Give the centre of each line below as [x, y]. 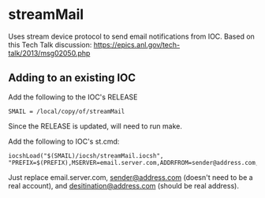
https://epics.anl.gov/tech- [136, 44]
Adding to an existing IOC [72, 78]
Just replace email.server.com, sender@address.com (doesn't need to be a [131, 177]
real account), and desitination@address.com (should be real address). [123, 185]
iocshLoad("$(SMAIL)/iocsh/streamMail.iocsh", [86, 155]
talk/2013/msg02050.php [49, 53]
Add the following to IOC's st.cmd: [64, 141]
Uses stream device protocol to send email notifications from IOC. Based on [131, 36]
